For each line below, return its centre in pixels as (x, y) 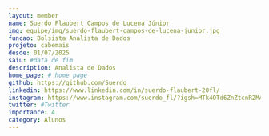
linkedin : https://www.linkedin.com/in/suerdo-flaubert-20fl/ (114, 90)
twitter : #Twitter (39, 105)
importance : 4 (32, 113)
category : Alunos (37, 120)
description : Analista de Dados (62, 68)
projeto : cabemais (39, 46)
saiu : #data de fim (41, 61)
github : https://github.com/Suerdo (68, 82)
